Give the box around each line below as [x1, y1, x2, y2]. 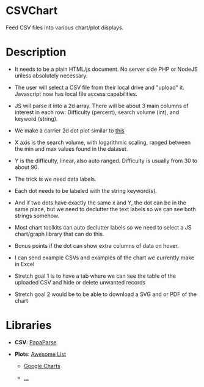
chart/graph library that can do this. [14, 230, 104, 237]
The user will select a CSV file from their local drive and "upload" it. [14, 84, 184, 91]
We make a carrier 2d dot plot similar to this [14, 126, 125, 134]
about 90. [14, 163, 39, 171]
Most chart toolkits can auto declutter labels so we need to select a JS [14, 223, 192, 231]
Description [5, 45, 67, 59]
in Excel [14, 260, 35, 267]
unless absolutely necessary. [14, 71, 88, 79]
